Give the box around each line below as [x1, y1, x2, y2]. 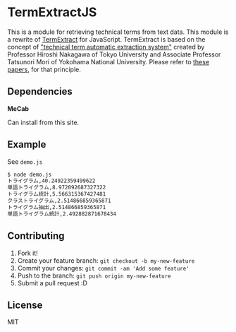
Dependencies [7, 85, 73, 97]
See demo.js [7, 157, 43, 166]
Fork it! [17, 249, 39, 257]
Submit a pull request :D [17, 278, 88, 287]
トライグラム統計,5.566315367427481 [7, 191, 106, 198]
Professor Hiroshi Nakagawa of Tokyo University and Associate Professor [7, 50, 221, 59]
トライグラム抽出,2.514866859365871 [7, 203, 106, 211]
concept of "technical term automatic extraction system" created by [7, 42, 205, 51]
